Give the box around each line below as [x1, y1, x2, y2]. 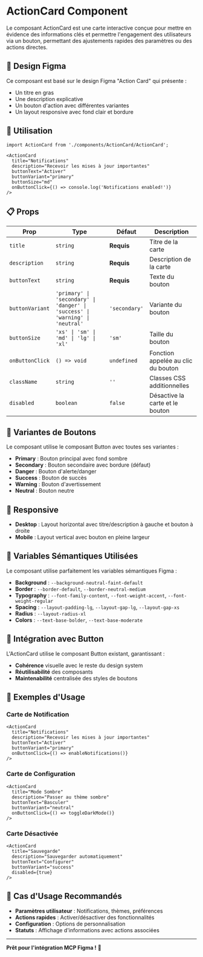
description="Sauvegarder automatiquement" [11, 853, 123, 860]
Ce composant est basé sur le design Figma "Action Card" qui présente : [6, 77, 187, 84]
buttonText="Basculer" [11, 799, 69, 806]
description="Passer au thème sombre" [11, 794, 110, 800]
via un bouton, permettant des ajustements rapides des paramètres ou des [6, 37, 192, 44]
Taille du [149, 330, 173, 338]
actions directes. [6, 44, 48, 51]
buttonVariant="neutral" [11, 804, 74, 811]
